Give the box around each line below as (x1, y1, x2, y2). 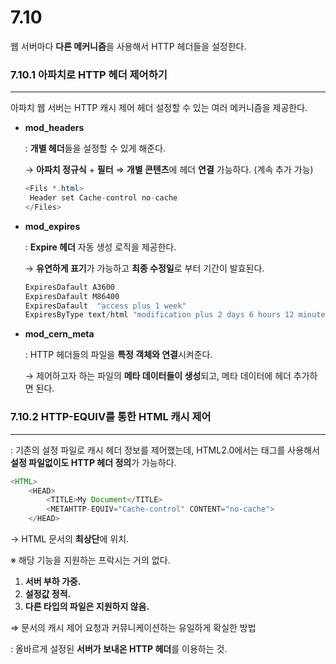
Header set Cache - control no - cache (29, 193, 178, 203)
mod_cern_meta (24, 328, 95, 340)
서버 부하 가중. (24, 576, 82, 588)
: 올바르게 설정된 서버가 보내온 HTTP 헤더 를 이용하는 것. (10, 643, 228, 655)
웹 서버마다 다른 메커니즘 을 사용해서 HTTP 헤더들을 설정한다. (10, 40, 247, 52)
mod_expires (24, 220, 81, 232)
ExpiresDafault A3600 (24, 282, 115, 292)
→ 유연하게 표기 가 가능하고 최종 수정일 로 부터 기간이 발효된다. (24, 262, 265, 274)
